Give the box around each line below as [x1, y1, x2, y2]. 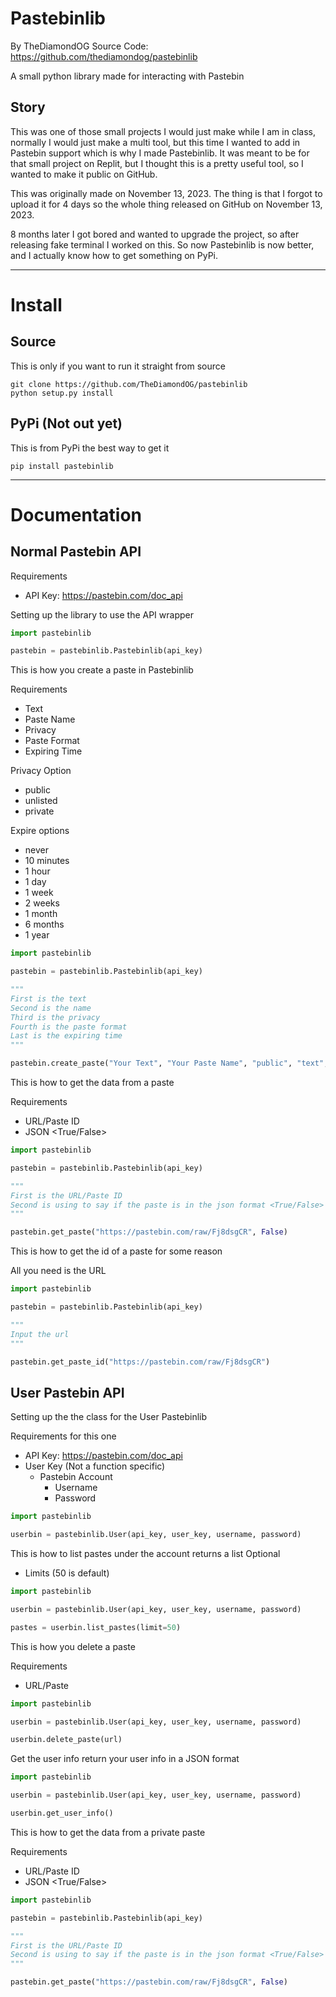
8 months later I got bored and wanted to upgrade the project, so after [10, 228, 300, 240]
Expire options [10, 825, 70, 837]
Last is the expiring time [10, 1031, 123, 1041]
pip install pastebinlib [10, 461, 114, 471]
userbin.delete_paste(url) [10, 1735, 123, 1745]
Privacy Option [10, 765, 72, 777]
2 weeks [24, 897, 60, 909]
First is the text [10, 993, 87, 1004]
